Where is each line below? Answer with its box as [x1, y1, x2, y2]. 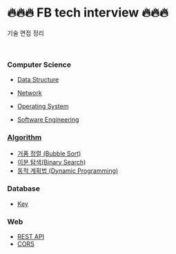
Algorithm [7, 133, 42, 142]
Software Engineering [17, 116, 79, 124]
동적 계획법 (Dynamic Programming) [17, 167, 119, 175]
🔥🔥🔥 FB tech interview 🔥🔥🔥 [7, 5, 169, 21]
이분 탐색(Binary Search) [17, 158, 86, 166]
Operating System [17, 102, 69, 111]
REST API [17, 233, 45, 241]
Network [17, 89, 43, 97]
